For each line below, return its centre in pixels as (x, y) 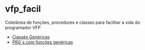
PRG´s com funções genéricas (42, 42)
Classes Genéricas (31, 37)
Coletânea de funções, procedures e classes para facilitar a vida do (73, 22)
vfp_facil (23, 9)
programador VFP (23, 27)
